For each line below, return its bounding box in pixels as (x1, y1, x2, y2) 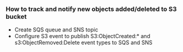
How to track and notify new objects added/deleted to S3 (5, 5, 177, 13)
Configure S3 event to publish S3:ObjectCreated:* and (14, 33, 151, 40)
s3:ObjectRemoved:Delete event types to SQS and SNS (14, 39, 153, 47)
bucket (5, 12, 27, 21)
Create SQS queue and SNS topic (14, 26, 98, 33)
